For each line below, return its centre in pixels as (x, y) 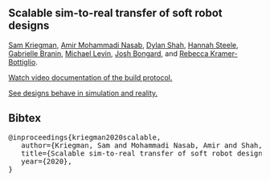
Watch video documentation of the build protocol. (90, 77)
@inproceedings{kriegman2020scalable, (85, 137)
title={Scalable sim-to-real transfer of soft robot (127, 153)
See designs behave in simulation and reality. (83, 93)
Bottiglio (22, 62)
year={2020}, (47, 161)
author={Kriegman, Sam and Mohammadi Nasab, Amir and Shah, (142, 145)
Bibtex (25, 118)
